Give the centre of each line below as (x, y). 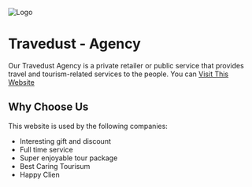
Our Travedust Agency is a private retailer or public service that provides (126, 65)
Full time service (46, 149)
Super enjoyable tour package (69, 158)
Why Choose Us (48, 107)
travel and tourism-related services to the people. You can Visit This (119, 74)
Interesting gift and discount (65, 141)
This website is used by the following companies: (88, 126)
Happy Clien (40, 174)
